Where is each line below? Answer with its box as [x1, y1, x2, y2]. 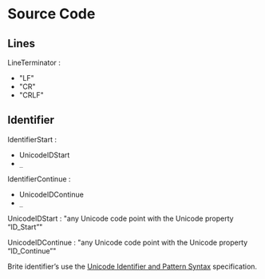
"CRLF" [18, 90, 45, 100]
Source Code [7, 5, 96, 23]
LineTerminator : [7, 58, 61, 67]
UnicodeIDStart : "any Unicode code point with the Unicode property [7, 213, 234, 223]
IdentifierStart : [7, 134, 57, 144]
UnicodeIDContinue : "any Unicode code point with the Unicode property [7, 237, 248, 247]
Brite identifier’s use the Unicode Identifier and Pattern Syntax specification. [7, 261, 257, 271]
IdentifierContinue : [7, 173, 71, 184]
